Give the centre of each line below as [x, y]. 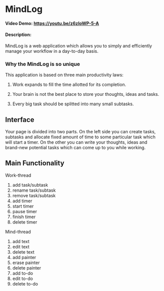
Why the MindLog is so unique [43, 64]
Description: [18, 35]
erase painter [26, 263]
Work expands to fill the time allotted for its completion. [69, 85]
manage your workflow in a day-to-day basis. [52, 51]
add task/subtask [30, 185]
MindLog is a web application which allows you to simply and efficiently [79, 45]
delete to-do [25, 284]
